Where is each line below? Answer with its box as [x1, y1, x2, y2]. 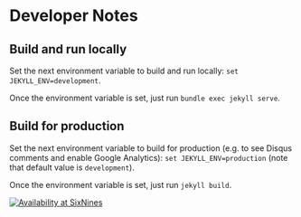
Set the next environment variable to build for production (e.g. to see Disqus [9, 142, 292, 154]
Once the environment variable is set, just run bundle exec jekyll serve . [9, 92, 280, 103]
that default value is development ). [9, 162, 136, 173]
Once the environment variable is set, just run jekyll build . [9, 179, 232, 190]
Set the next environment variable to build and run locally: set [9, 65, 240, 76]
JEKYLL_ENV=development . [9, 75, 101, 86]
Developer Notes [9, 5, 138, 26]
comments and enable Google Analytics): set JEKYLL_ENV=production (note [9, 152, 288, 163]
